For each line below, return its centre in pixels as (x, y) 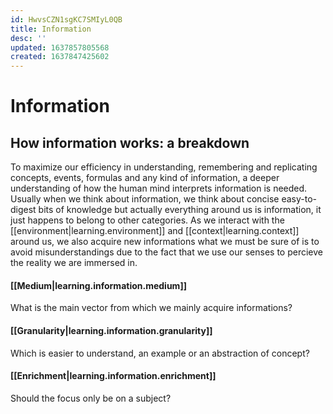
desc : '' (28, 38)
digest (23, 210)
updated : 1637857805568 (60, 47)
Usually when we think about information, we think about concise (145, 199)
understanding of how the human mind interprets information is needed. (159, 188)
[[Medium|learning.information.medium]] (98, 285)
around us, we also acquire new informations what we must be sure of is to (165, 242)
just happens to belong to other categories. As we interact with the (147, 220)
